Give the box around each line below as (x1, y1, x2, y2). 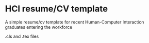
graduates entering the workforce (5, 24, 73, 30)
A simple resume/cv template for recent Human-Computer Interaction (5, 19, 144, 25)
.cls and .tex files (5, 33, 39, 39)
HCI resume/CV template (5, 3, 108, 14)
